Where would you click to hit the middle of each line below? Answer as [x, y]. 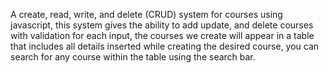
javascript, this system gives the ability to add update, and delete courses [162, 25]
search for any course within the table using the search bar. [133, 57]
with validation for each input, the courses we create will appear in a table [162, 35]
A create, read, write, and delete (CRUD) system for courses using [146, 14]
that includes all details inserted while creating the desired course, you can [165, 46]
